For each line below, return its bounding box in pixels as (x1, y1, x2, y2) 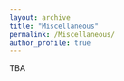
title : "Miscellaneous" (9, 22, 100, 31)
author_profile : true (9, 38, 91, 48)
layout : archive (9, 13, 71, 22)
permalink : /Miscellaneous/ (9, 30, 116, 39)
